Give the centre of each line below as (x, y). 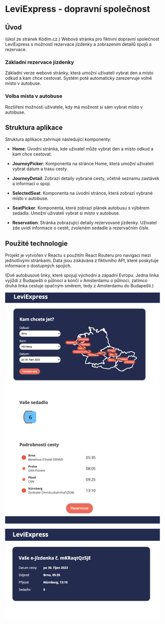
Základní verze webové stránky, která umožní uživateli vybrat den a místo (79, 73)
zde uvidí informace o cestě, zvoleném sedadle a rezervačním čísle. (81, 228)
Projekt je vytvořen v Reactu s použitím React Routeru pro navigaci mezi (78, 255)
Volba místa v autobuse (34, 96)
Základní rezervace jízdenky (40, 62)
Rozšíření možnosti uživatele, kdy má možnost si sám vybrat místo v (74, 107)
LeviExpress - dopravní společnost (78, 9)
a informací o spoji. (31, 184)
